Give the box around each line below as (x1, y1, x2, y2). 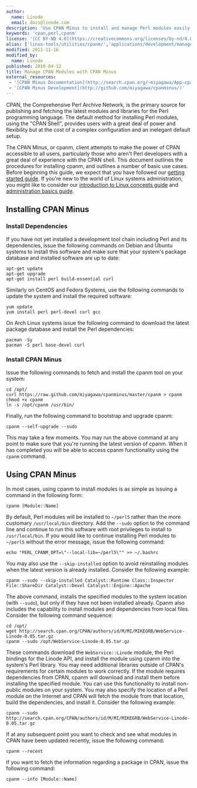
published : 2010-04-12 (6, 63, 62, 69)
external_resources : (6, 74, 57, 80)
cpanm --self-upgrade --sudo (6, 424, 77, 430)
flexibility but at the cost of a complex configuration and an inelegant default (6, 126, 191, 133)
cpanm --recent (6, 748, 43, 754)
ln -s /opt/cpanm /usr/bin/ (6, 402, 75, 408)
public (6, 686, 22, 693)
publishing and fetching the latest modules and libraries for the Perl (6, 107, 169, 115)
